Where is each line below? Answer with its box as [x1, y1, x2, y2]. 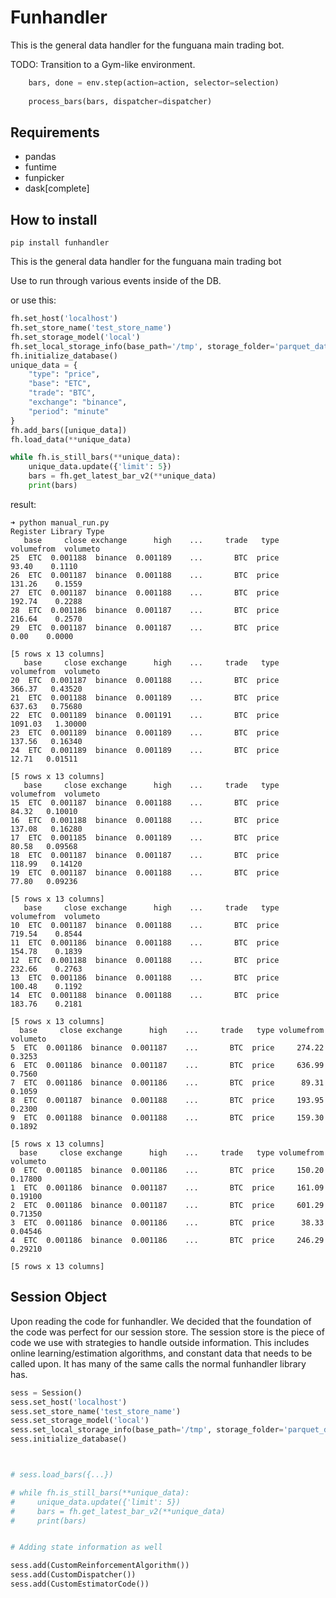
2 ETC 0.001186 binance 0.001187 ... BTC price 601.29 [10, 1200, 325, 1210]
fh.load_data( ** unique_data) [10, 434, 132, 445]
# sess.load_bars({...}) [10, 1470, 114, 1480]
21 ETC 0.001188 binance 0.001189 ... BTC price [10, 692, 280, 703]
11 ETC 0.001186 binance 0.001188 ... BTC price [10, 937, 280, 948]
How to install [10, 211, 98, 228]
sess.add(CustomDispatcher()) [10, 1570, 137, 1580]
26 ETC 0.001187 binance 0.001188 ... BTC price [10, 570, 280, 580]
